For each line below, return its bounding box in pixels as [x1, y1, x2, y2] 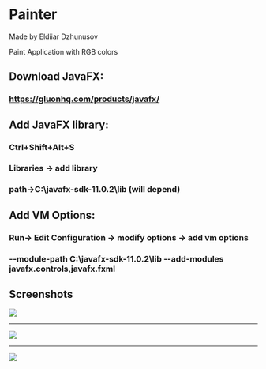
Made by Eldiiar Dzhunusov [9, 32, 98, 41]
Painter [9, 6, 58, 24]
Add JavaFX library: [9, 118, 109, 131]
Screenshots [9, 288, 73, 301]
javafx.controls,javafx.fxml [9, 263, 116, 274]
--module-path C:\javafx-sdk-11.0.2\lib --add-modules [9, 253, 224, 264]
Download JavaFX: [9, 70, 104, 84]
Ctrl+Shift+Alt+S [9, 141, 75, 152]
